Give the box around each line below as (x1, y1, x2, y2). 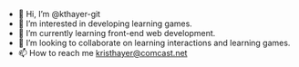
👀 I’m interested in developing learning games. (17, 18, 193, 29)
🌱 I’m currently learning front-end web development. (17, 28, 216, 38)
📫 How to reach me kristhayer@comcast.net (17, 48, 188, 58)
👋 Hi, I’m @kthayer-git (17, 9, 101, 19)
